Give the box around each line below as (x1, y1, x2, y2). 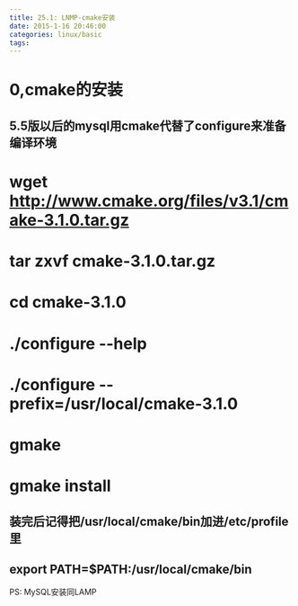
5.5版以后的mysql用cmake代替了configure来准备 (9, 118, 287, 133)
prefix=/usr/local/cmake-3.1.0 (9, 393, 239, 414)
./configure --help (9, 334, 147, 353)
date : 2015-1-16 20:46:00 (9, 22, 106, 31)
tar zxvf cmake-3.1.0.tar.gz (9, 251, 216, 272)
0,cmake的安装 (9, 80, 123, 100)
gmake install (9, 476, 111, 496)
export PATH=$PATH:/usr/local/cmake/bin (9, 561, 253, 576)
